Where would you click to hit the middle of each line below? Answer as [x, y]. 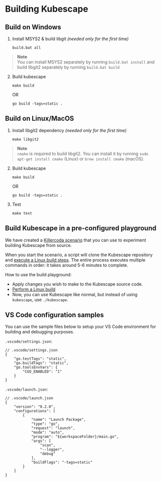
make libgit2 [25, 139]
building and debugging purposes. [40, 332]
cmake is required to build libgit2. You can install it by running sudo [83, 153]
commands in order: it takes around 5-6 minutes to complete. [67, 265]
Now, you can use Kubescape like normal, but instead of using [75, 294]
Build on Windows [33, 27]
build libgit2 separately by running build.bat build [68, 67]
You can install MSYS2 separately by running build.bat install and [86, 62]
